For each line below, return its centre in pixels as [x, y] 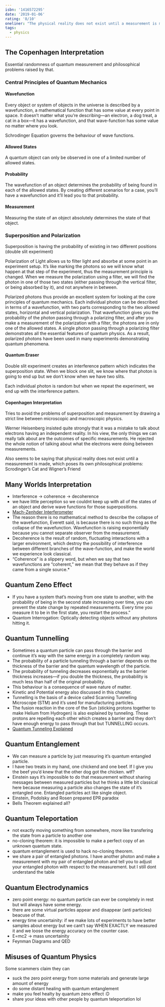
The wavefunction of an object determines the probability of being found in [81, 185]
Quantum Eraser [22, 355]
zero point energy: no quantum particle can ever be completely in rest [83, 900]
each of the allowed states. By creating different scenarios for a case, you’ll [82, 190]
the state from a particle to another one [52, 836]
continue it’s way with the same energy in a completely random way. [81, 655]
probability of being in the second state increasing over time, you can [82, 602]
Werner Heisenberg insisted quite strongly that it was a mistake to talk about [82, 428]
